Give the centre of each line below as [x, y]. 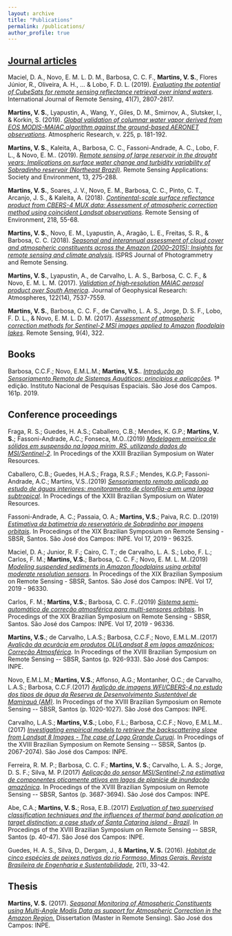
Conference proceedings [63, 415]
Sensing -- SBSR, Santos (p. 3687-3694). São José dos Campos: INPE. [109, 794]
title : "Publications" [40, 20]
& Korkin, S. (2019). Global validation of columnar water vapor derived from [115, 120]
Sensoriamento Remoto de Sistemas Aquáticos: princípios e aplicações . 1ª [114, 378]
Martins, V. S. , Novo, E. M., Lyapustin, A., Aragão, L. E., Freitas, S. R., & [108, 233]
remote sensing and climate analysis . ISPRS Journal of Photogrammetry [110, 255]
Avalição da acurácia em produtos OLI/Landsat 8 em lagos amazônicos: [111, 644]
